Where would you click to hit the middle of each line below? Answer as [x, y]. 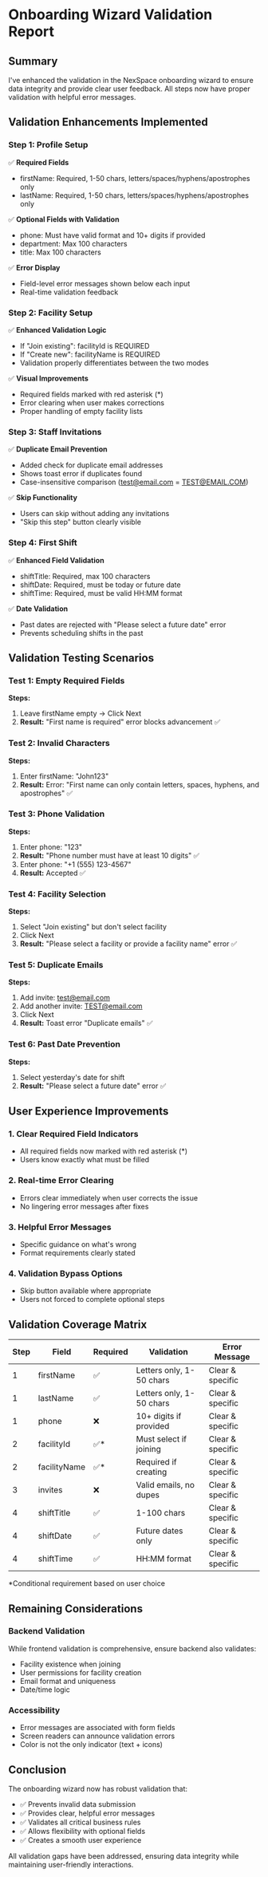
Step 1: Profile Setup [48, 145]
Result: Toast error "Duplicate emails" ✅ [86, 1023]
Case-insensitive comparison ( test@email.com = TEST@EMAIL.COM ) [134, 482]
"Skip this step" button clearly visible [81, 522]
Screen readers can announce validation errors [97, 1736]
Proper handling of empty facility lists [81, 411]
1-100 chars [161, 1513]
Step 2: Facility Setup [51, 313]
